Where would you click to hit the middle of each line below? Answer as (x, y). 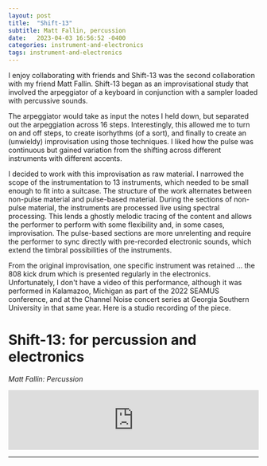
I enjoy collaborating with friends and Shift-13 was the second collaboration (132, 75)
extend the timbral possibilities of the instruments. (90, 250)
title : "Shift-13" (41, 23)
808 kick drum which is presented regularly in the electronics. (110, 274)
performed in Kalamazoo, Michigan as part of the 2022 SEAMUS (114, 291)
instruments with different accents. (65, 159)
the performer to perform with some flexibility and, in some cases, (116, 225)
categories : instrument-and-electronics (76, 45)
